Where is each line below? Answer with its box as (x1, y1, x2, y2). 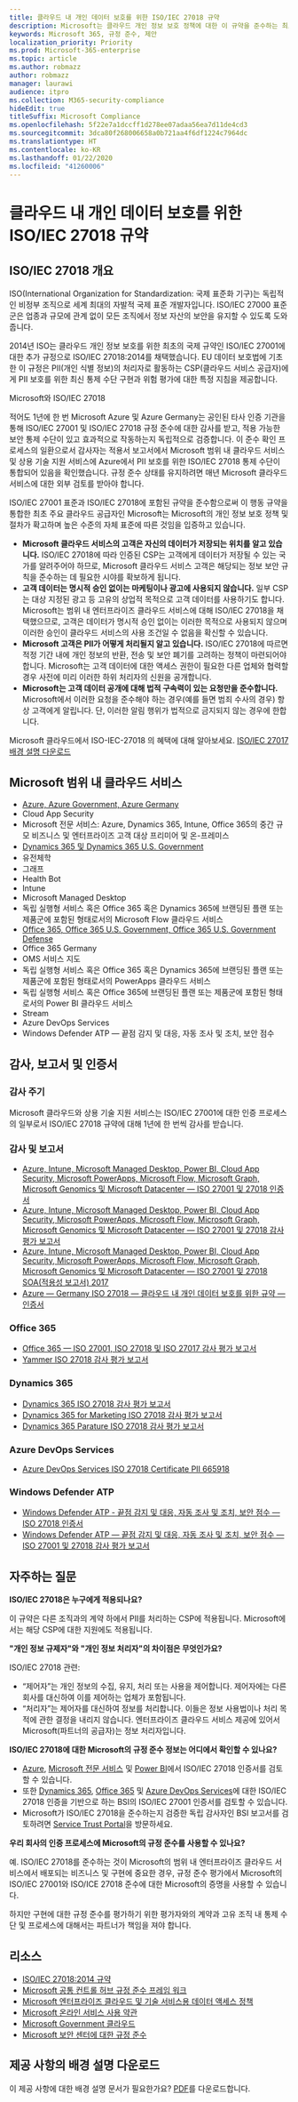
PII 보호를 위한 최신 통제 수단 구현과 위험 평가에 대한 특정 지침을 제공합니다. (18, 374, 278, 385)
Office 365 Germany (21, 943, 98, 954)
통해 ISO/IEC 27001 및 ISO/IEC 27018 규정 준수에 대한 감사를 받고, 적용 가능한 (9, 423, 281, 434)
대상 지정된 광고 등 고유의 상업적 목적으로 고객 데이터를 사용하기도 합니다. (31, 594, 286, 605)
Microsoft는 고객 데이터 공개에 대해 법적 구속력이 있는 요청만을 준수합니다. (21, 683, 278, 694)
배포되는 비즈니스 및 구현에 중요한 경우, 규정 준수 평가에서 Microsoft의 (39, 1868, 283, 1879)
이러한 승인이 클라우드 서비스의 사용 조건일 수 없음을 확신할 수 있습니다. (21, 628, 269, 638)
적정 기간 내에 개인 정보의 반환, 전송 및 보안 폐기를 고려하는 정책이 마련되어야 (21, 650, 287, 661)
